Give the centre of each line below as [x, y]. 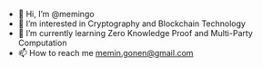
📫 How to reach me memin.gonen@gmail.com [106, 53]
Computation [42, 43]
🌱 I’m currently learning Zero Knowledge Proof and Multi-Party [135, 33]
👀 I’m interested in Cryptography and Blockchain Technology [131, 24]
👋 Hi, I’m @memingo [56, 14]
